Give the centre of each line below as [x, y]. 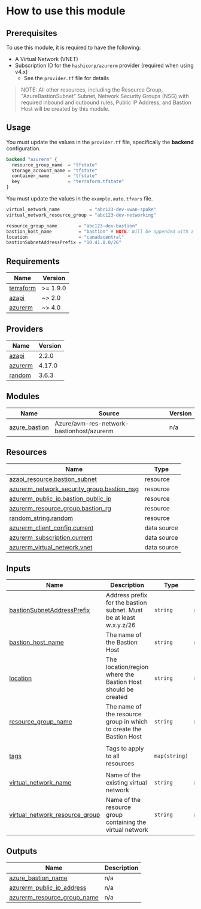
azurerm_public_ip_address [48, 888]
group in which [127, 722]
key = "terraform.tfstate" [68, 182]
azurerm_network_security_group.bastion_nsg [74, 489]
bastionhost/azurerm [84, 431]
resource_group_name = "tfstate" [54, 165]
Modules [23, 396]
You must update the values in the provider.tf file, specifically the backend [100, 142]
